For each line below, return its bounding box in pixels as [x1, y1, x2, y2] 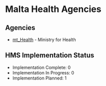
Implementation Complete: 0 [12, 64, 71, 70]
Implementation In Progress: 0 [12, 69, 75, 75]
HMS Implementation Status [5, 51, 95, 59]
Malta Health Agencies [5, 3, 102, 15]
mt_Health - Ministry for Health [12, 36, 76, 42]
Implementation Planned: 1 [12, 75, 67, 81]
